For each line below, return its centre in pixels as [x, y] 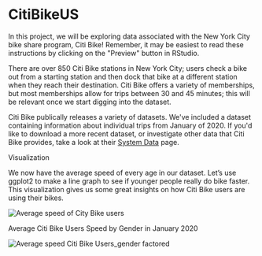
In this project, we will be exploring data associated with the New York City [129, 36]
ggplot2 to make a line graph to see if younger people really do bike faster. [129, 181]
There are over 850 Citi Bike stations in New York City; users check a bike [128, 68]
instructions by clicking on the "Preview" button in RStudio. [104, 53]
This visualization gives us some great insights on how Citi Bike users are [127, 189]
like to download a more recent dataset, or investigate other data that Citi [127, 134]
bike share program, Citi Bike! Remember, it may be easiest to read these [126, 44]
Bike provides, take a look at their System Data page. [94, 142]
